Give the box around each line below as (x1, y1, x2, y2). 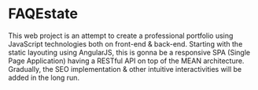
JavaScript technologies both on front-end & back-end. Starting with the (8, 39, 243, 48)
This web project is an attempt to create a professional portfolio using (8, 31, 234, 40)
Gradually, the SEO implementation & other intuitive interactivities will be (8, 64, 242, 73)
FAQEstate (8, 5, 79, 23)
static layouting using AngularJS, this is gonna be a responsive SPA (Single (8, 47, 250, 57)
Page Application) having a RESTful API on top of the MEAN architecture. (8, 56, 245, 66)
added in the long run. (8, 73, 80, 82)
